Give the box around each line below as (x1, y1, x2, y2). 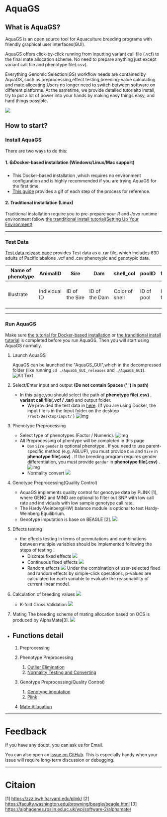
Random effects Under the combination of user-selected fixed (27, 565, 161, 571)
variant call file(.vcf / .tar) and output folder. (19, 397, 112, 403)
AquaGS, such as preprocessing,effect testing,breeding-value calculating (5, 77, 156, 82)
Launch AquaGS (12, 352, 46, 358)
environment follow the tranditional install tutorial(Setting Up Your (5, 216, 139, 222)
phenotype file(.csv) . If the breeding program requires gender (27, 453, 157, 459)
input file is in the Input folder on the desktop (27, 407, 119, 414)
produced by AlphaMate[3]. (12, 617, 70, 623)
